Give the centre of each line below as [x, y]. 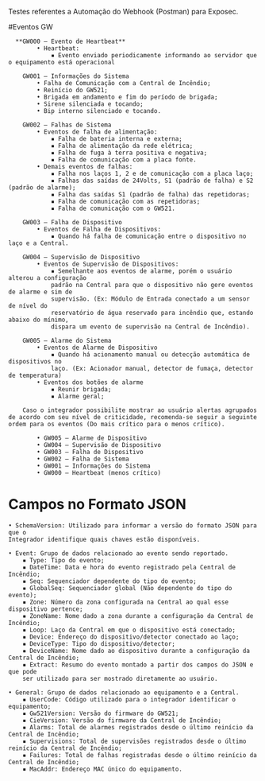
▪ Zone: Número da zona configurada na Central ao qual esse [125, 602]
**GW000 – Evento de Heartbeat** [71, 41]
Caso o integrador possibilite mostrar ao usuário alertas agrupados [140, 410]
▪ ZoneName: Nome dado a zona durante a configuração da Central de [138, 616]
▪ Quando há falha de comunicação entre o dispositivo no [148, 236]
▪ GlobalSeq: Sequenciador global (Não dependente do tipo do [127, 588]
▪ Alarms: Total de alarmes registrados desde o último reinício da [138, 727]
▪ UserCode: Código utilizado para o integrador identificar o [129, 699]
